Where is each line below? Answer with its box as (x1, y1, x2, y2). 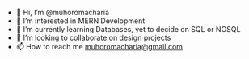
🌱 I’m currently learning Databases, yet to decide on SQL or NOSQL (15, 25, 241, 33)
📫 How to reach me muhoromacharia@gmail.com (15, 42, 184, 51)
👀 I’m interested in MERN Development (15, 16, 146, 26)
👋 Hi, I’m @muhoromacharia (15, 8, 110, 17)
